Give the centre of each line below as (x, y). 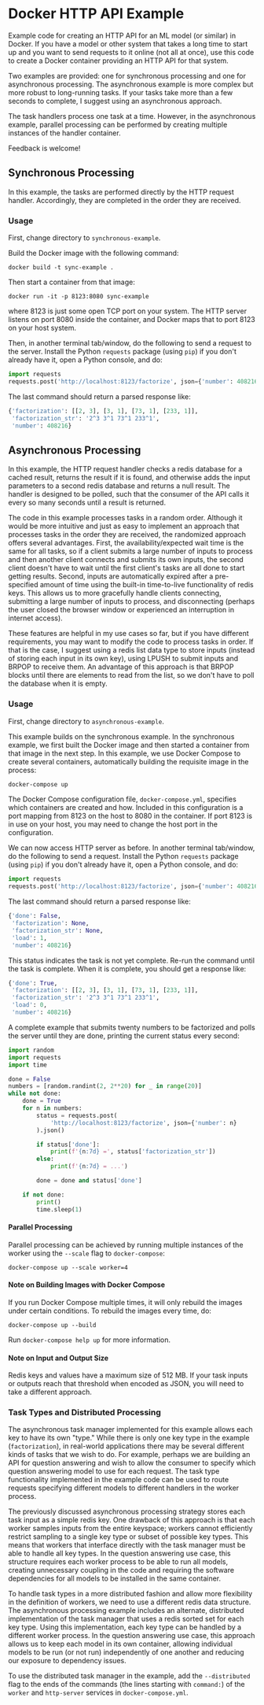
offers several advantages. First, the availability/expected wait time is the (126, 543)
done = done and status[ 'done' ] (90, 1181)
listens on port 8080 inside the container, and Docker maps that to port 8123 (132, 320)
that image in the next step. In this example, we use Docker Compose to (125, 753)
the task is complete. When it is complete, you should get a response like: (127, 968)
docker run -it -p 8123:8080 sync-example (79, 297)
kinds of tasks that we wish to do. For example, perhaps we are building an (129, 1455)
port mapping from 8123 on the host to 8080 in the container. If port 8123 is (130, 816)
